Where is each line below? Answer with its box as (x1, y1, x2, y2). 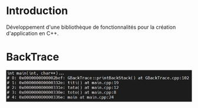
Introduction (6, 4, 68, 18)
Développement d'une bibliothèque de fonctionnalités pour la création (6, 23, 176, 31)
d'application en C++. (6, 29, 59, 36)
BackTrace (6, 50, 60, 64)
